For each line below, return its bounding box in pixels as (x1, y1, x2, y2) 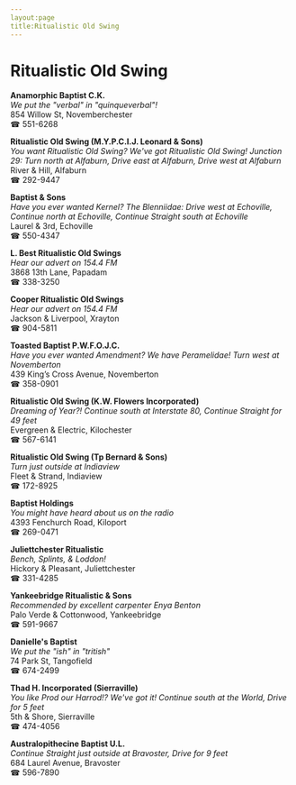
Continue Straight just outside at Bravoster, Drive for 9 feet (10, 748, 229, 759)
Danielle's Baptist (10, 636, 77, 647)
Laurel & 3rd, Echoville (10, 221, 94, 232)
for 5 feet (10, 702, 45, 713)
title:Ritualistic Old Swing (10, 22, 120, 31)
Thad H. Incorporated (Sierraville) (10, 682, 139, 694)
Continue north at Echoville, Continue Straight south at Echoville (10, 211, 248, 222)
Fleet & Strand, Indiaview (10, 470, 103, 482)
